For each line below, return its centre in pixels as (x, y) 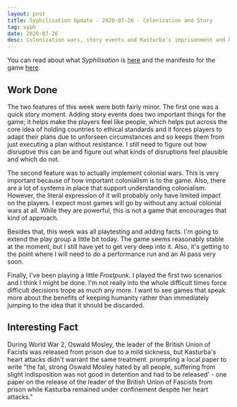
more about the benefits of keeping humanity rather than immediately (108, 298)
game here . (24, 68)
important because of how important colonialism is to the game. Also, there (117, 180)
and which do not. (34, 159)
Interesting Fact (43, 328)
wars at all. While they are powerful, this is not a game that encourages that (117, 210)
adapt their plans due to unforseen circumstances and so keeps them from (116, 136)
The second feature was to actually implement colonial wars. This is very (113, 173)
